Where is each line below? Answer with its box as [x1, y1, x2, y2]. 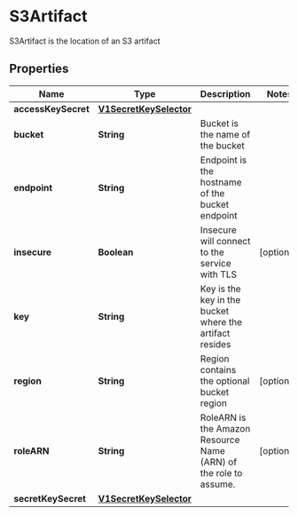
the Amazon [200, 422, 251, 434]
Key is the [200, 282, 241, 295]
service [200, 257, 231, 269]
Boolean [98, 246, 134, 258]
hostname [200, 176, 242, 188]
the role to [200, 466, 243, 479]
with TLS [200, 268, 238, 281]
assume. [200, 478, 236, 490]
